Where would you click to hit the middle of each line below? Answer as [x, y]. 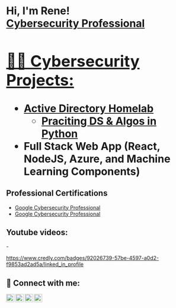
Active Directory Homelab [89, 108]
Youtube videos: [37, 232]
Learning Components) [82, 171]
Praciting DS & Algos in [99, 121]
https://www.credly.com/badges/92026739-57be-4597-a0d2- [82, 258]
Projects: [40, 80]
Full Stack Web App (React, [92, 146]
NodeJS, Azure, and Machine [97, 159]
